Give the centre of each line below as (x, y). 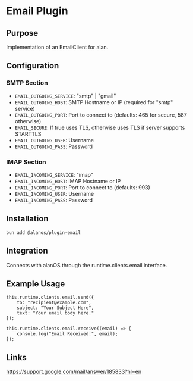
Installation (27, 219)
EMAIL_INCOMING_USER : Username (54, 193)
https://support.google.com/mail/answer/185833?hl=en (74, 372)
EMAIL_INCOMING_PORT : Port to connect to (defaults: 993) (82, 187)
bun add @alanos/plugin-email (44, 232)
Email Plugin (37, 11)
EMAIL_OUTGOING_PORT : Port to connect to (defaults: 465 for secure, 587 (101, 115)
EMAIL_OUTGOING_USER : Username (54, 140)
